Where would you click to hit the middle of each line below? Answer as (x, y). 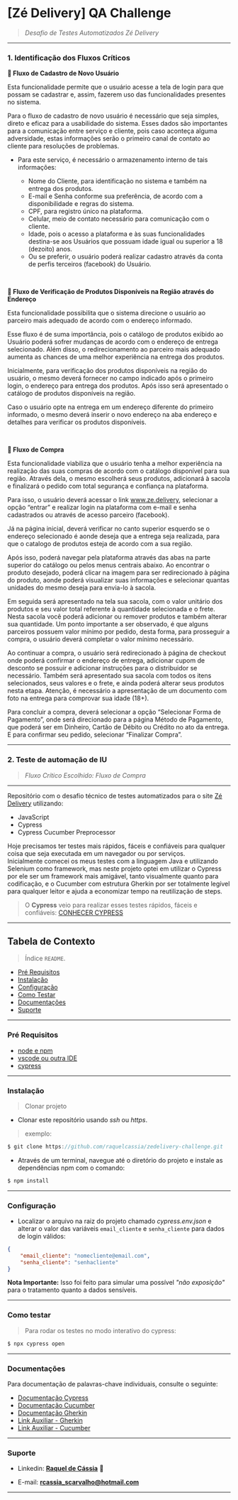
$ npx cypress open (36, 1344)
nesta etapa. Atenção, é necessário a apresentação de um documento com (117, 691)
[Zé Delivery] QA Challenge (89, 13)
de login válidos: (41, 1236)
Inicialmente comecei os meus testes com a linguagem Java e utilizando (113, 861)
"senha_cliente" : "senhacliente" (69, 1262)
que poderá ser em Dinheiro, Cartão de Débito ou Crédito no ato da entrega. (119, 727)
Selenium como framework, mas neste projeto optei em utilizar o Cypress (114, 869)
